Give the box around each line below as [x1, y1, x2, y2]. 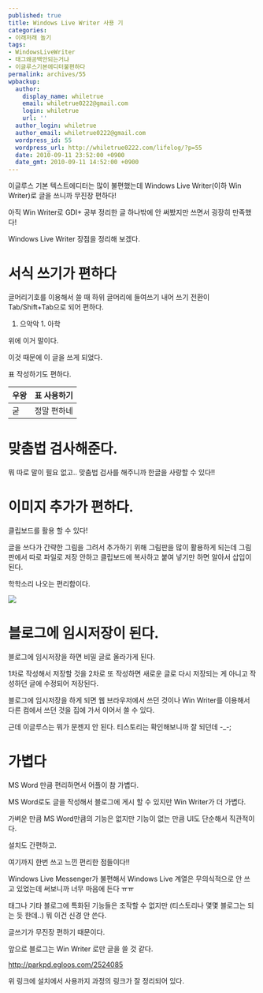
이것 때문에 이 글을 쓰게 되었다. [8, 353, 103, 362]
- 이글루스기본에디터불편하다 [8, 63, 86, 71]
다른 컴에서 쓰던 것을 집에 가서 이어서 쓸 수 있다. [8, 705, 155, 714]
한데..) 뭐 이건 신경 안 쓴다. [24, 910, 107, 920]
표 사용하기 [34, 390, 73, 401]
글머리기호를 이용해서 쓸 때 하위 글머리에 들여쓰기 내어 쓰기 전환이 [8, 293, 210, 302]
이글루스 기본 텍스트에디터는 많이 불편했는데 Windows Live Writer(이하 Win [8, 181, 242, 190]
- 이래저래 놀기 [8, 33, 52, 42]
